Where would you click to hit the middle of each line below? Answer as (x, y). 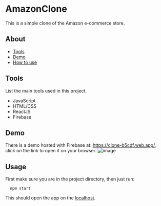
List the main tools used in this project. (46, 90)
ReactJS (22, 111)
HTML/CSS (25, 106)
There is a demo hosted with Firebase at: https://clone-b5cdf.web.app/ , (81, 145)
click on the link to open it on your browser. (51, 151)
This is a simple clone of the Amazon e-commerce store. (65, 23)
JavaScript (24, 101)
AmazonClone (36, 9)
